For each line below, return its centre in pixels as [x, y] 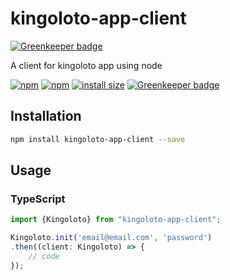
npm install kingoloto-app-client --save [98, 139]
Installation [46, 116]
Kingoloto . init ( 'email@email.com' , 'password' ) [111, 238]
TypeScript [38, 199]
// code [44, 256]
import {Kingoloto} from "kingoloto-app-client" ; [116, 220]
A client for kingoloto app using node [86, 65]
